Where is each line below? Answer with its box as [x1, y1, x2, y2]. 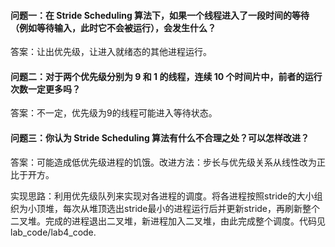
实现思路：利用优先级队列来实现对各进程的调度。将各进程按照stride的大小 [10, 190, 315, 202]
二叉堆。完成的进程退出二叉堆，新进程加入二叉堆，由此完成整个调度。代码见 [10, 215, 326, 227]
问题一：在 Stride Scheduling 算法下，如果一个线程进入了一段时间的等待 [10, 9, 310, 21]
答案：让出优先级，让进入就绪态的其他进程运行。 [10, 46, 212, 58]
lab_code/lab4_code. [10, 226, 97, 238]
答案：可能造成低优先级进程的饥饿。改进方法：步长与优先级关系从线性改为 [10, 156, 317, 168]
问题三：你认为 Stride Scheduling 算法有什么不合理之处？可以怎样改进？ [10, 132, 310, 144]
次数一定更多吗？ [10, 83, 81, 95]
